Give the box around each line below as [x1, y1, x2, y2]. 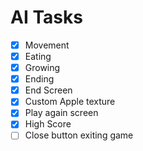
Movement [24, 39, 70, 51]
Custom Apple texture [24, 96, 116, 108]
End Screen [24, 84, 73, 96]
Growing [24, 62, 61, 74]
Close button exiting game [24, 129, 134, 141]
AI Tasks [10, 6, 83, 29]
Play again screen [24, 107, 99, 119]
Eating [24, 51, 52, 62]
